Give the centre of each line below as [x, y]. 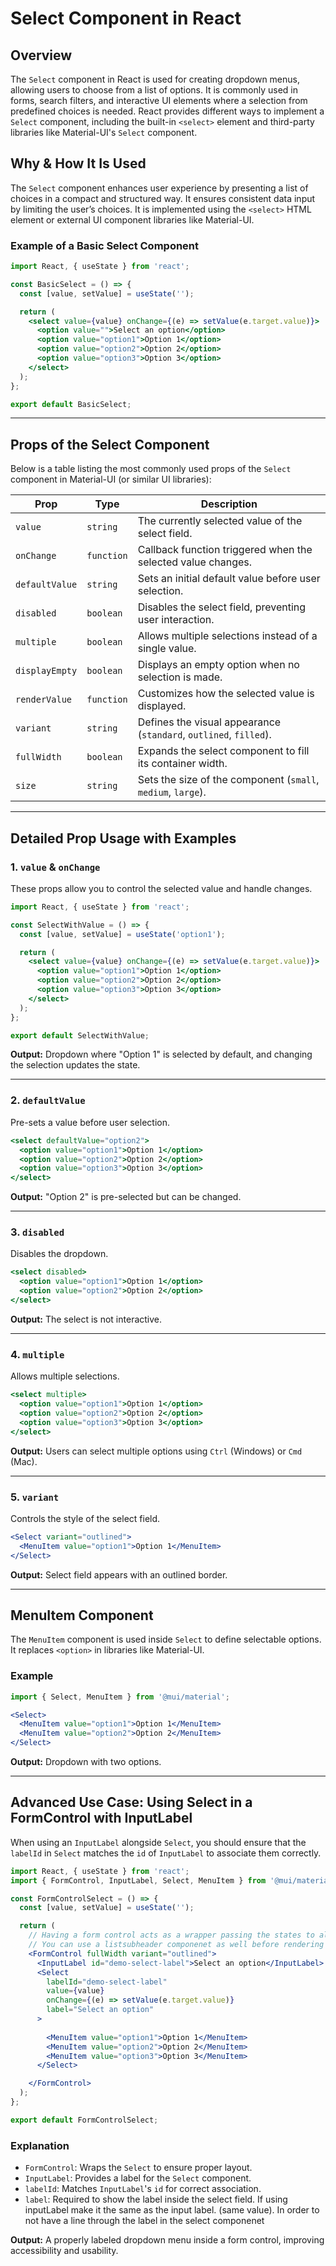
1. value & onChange [55, 867]
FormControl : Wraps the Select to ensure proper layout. [138, 2168]
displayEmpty [46, 671]
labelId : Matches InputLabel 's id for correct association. [143, 2189]
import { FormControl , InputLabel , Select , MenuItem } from [138, 1880]
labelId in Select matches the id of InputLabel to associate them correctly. [166, 1853]
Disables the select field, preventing [222, 607]
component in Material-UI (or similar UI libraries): [111, 479]
